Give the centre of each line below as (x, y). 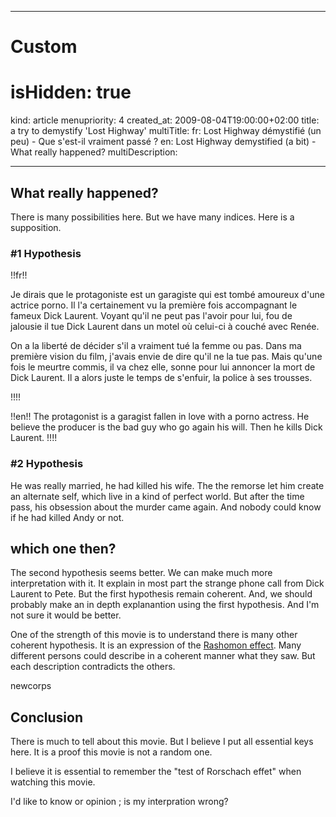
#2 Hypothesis (47, 464)
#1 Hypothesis (46, 253)
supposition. (36, 227)
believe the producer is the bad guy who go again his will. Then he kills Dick (166, 427)
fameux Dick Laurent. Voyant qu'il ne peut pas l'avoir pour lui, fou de (151, 316)
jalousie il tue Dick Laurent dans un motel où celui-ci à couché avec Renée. (165, 327)
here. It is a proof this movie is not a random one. (111, 752)
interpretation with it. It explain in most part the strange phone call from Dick (167, 583)
